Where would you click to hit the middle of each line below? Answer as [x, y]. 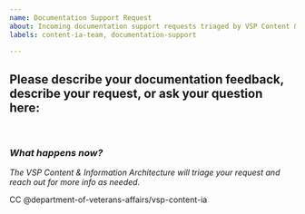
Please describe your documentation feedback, [147, 79]
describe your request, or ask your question [136, 93]
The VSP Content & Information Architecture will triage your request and [145, 172]
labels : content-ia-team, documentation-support [103, 34]
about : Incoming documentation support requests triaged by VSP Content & [154, 26]
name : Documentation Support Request [81, 18]
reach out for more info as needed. [75, 182]
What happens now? [56, 153]
